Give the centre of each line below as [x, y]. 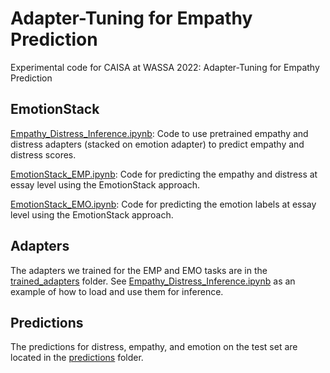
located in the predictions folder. [77, 358]
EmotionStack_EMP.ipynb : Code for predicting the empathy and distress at [164, 174]
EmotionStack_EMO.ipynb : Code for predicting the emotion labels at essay [163, 204]
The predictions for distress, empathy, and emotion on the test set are [154, 347]
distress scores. [43, 154]
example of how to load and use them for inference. [117, 291]
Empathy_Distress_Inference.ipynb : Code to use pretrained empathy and [159, 133]
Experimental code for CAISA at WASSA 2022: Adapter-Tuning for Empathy [165, 67]
